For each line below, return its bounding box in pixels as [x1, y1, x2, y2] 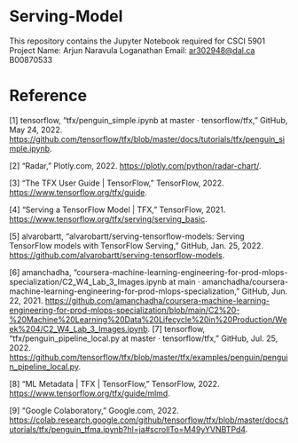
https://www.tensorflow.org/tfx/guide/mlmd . [9, 388, 170, 399]
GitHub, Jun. [241, 286, 288, 297]
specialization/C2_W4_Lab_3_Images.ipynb [9, 276, 167, 287]
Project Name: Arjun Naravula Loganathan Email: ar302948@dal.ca [9, 44, 255, 55]
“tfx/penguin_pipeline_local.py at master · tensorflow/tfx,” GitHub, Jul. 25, [9, 333, 278, 344]
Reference [9, 86, 87, 106]
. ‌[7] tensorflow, [147, 323, 206, 334]
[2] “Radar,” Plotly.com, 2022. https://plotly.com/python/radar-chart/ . [9, 160, 262, 170]
